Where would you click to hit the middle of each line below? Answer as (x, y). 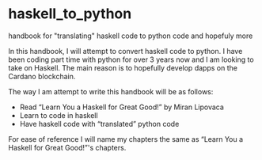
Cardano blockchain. (42, 76)
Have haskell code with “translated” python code (99, 124)
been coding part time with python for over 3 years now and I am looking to (131, 59)
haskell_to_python (70, 14)
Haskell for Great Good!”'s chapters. (67, 147)
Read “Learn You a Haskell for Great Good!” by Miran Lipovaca (122, 107)
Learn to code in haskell (59, 115)
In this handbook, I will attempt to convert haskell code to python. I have (125, 51)
